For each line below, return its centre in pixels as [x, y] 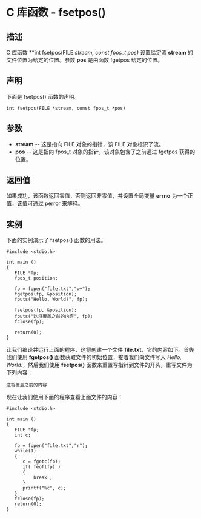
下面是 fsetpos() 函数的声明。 [43, 96]
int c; [23, 435]
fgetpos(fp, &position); [46, 294]
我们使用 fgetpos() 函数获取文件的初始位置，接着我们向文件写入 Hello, [94, 357]
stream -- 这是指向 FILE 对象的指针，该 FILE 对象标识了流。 [90, 144]
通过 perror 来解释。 [58, 203]
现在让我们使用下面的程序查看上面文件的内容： [64, 397]
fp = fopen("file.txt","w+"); [52, 289]
